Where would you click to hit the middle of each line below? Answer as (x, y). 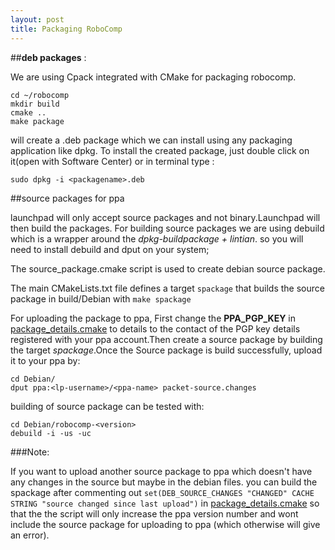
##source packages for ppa (67, 198)
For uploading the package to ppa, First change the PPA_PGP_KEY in (153, 318)
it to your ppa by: (45, 360)
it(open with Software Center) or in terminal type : (112, 161)
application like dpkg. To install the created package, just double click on (160, 150)
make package (37, 121)
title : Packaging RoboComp (66, 29)
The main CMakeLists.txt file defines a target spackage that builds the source (167, 288)
